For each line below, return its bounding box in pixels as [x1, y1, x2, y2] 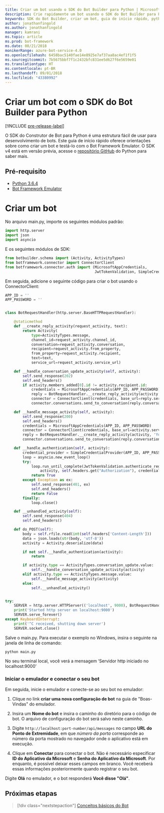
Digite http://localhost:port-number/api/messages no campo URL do [12, 725, 152, 731]
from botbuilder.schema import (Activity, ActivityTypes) [5, 256, 125, 261]
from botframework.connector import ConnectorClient [5, 260, 115, 265]
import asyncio [5, 238, 36, 242]
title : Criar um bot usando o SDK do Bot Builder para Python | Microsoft [5, 7, 161, 12]
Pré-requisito [5, 167, 46, 176]
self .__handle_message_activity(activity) [31, 576, 119, 581]
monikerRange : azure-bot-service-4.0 [5, 48, 82, 53]
